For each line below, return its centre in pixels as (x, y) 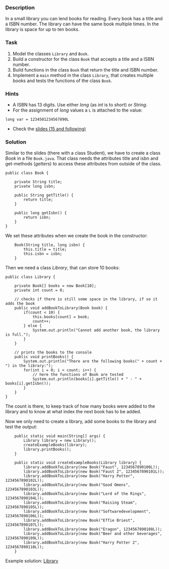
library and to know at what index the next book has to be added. (73, 412)
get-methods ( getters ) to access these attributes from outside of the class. (83, 164)
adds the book (20, 304)
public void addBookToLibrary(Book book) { (61, 308)
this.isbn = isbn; (43, 254)
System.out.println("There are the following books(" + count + (93, 362)
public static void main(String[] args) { (60, 436)
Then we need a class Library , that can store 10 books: (63, 268)
